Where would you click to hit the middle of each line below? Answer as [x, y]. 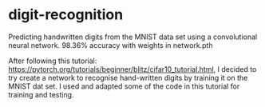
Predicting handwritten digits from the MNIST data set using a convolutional [133, 37]
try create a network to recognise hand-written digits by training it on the [128, 77]
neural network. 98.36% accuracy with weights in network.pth [111, 45]
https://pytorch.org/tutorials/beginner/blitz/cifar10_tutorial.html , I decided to [132, 69]
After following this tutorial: [53, 61]
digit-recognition [66, 15]
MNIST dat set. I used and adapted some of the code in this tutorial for [124, 86]
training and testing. [41, 94]
